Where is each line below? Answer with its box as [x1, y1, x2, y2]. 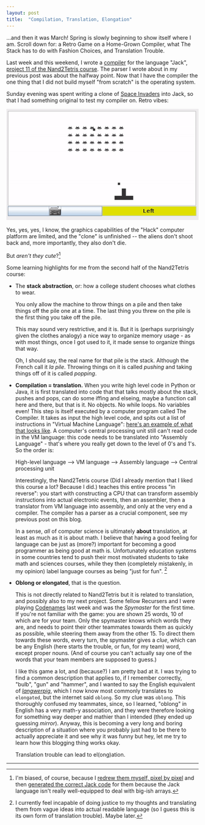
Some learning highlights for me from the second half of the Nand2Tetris [6, 263, 189, 271]
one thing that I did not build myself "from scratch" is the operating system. [6, 78, 196, 86]
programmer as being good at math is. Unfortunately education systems [15, 547, 197, 554]
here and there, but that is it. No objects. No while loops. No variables [15, 401, 190, 408]
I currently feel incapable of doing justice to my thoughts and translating [15, 799, 196, 807]
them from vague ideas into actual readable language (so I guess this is [15, 805, 195, 813]
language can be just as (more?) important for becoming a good [15, 540, 176, 548]
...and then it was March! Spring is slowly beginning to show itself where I [6, 34, 191, 41]
